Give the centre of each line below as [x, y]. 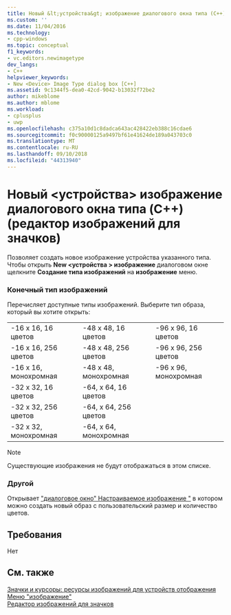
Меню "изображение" [40, 596]
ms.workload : [26, 109]
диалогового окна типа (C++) [96, 209]
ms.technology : [29, 33]
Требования [34, 534]
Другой [21, 483]
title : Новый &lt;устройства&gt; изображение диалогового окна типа [107, 13]
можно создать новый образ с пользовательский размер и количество [112, 506]
